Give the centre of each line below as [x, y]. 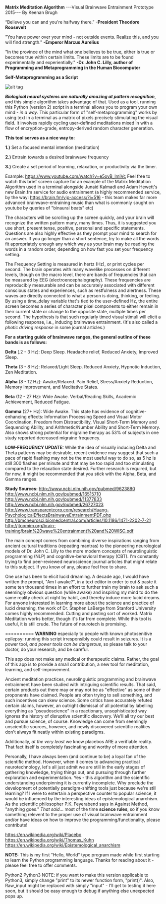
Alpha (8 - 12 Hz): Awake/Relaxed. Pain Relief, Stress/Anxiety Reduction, [79, 382]
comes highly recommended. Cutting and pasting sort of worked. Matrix [79, 613]
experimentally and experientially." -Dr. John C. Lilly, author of [69, 62]
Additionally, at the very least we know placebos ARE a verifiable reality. [79, 741]
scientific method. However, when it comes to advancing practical [73, 762]
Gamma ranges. [22, 479]
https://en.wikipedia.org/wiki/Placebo [43, 834]
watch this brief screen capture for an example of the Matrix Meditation [78, 181]
